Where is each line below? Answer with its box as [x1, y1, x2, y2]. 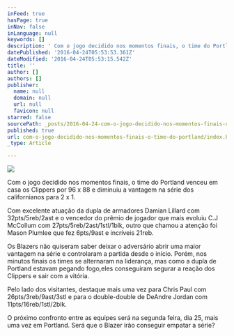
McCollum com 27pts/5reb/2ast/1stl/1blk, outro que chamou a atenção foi [7, 221, 218, 230]
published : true [7, 127, 54, 134]
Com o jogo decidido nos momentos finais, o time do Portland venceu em [7, 178, 218, 187]
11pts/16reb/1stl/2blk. [7, 300, 68, 309]
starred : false [7, 114, 52, 121]
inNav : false [7, 23, 45, 30]
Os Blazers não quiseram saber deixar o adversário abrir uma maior [7, 242, 201, 251]
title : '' [7, 62, 36, 69]
